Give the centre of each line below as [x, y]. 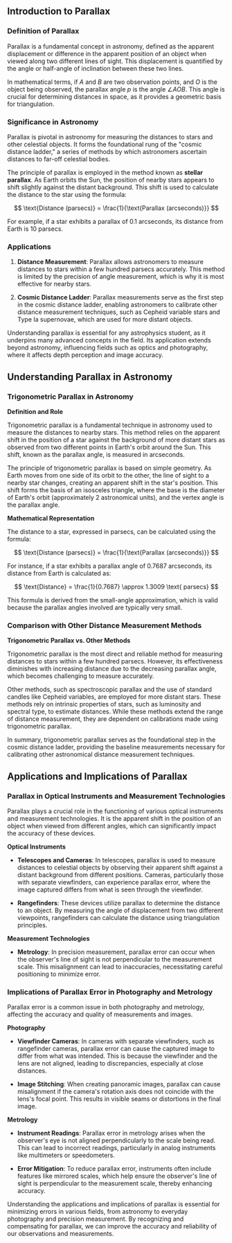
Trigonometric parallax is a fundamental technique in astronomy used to [110, 425]
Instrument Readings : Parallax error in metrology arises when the [111, 1133]
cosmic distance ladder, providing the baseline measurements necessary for [116, 747]
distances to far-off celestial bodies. [59, 159]
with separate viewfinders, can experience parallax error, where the [114, 882]
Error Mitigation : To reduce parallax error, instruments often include [114, 1169]
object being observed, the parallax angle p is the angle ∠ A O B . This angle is [116, 89]
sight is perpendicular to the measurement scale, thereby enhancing [115, 1183]
